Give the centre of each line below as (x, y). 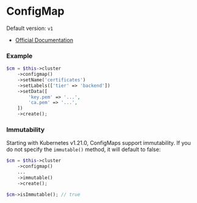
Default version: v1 (30, 28)
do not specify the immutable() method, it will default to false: (84, 149)
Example (20, 56)
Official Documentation (44, 40)
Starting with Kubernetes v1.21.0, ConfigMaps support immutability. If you (99, 143)
